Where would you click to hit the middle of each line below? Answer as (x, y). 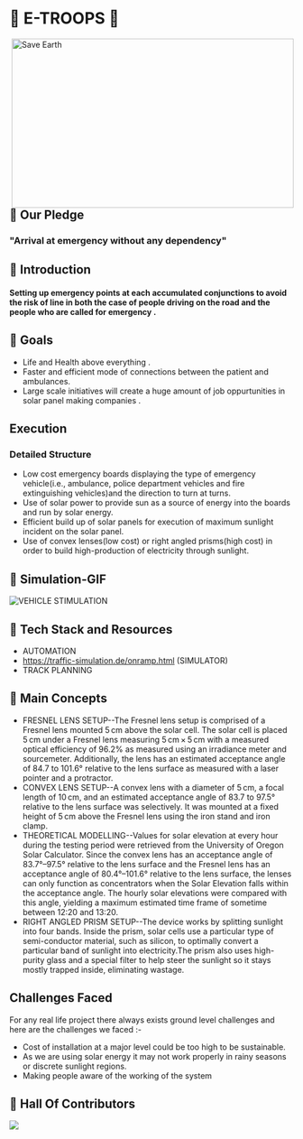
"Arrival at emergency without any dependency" (118, 240)
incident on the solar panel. (73, 532)
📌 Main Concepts (59, 699)
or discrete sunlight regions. (74, 1066)
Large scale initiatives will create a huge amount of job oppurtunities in (154, 391)
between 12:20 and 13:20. (70, 912)
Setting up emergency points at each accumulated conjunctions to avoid (148, 292)
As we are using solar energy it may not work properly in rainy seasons (154, 1056)
